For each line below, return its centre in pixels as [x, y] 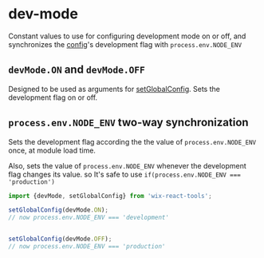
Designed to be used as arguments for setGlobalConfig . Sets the [114, 89]
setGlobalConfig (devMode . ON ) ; [59, 210]
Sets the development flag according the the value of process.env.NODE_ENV [132, 141]
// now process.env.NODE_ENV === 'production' [87, 247]
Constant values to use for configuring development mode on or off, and [127, 36]
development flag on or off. [53, 97]
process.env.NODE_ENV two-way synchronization [128, 123]
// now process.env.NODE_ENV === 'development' [89, 218]
